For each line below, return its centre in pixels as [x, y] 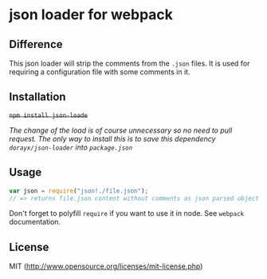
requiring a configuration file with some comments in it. [100, 72]
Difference [36, 44]
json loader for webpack [91, 15]
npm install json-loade [49, 115]
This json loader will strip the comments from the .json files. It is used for [130, 63]
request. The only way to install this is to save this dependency [112, 138]
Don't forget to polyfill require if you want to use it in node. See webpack [127, 213]
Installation [37, 97]
